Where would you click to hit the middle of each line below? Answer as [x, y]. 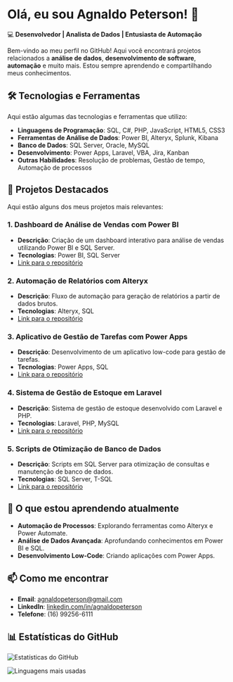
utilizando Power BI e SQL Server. [66, 247]
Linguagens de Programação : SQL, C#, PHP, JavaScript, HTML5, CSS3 [121, 130]
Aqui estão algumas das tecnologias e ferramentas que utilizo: [97, 116]
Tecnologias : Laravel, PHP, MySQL [68, 423]
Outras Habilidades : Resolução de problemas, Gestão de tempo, [111, 160]
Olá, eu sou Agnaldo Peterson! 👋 [103, 14]
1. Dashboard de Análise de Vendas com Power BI [93, 225]
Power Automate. [42, 533]
